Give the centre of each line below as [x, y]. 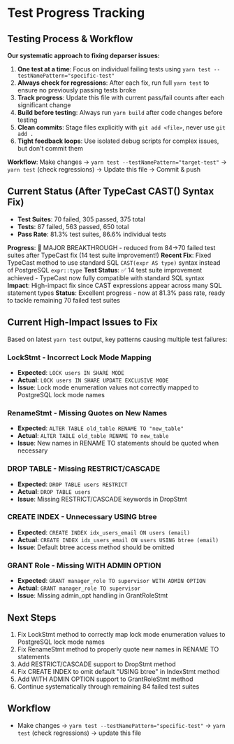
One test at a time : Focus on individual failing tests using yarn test [114, 69]
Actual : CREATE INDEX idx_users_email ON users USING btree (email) [118, 539]
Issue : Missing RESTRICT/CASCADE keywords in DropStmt [102, 499]
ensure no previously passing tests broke [76, 90]
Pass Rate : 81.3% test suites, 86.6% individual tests [92, 234]
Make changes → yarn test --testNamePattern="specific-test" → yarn [121, 725]
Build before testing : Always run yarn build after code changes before [120, 112]
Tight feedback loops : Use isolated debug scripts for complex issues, [118, 141]
